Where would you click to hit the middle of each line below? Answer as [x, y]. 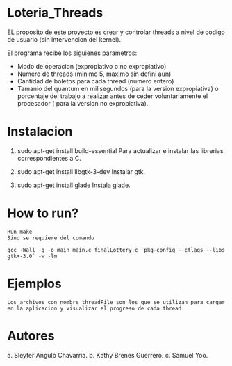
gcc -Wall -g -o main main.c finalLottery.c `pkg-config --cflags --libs [116, 250]
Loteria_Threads [55, 13]
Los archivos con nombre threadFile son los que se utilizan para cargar [116, 302]
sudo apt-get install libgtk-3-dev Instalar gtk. [81, 171]
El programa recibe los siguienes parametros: [72, 53]
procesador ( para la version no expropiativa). [83, 103]
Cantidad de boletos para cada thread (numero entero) [96, 81]
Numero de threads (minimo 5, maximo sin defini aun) [94, 74]
